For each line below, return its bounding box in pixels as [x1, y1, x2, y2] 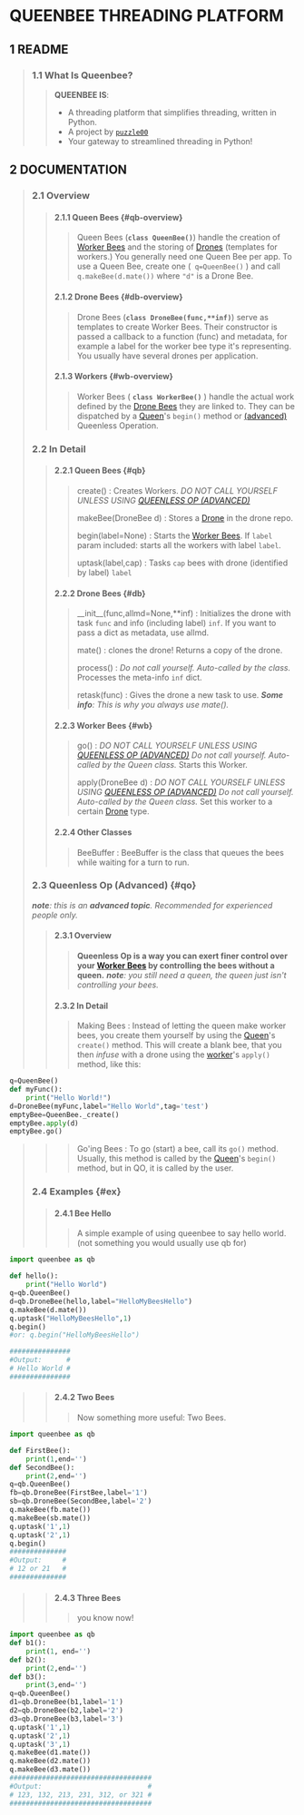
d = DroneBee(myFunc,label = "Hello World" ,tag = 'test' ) [9, 1102, 209, 1111]
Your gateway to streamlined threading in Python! [67, 135, 253, 146]
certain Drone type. [76, 806, 150, 817]
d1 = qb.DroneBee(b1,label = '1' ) [9, 1698, 124, 1707]
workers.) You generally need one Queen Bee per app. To [76, 251, 292, 262]
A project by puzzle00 [67, 126, 149, 137]
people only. [31, 909, 79, 920]
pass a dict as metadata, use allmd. [76, 627, 210, 638]
